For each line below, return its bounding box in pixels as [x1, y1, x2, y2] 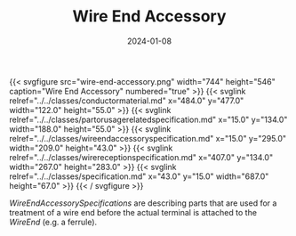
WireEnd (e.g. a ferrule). [9, 216, 98, 227]
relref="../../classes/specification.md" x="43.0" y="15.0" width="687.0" [9, 171, 269, 182]
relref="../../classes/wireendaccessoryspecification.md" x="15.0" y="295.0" [9, 133, 287, 143]
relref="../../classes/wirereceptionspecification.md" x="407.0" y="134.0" [9, 151, 274, 162]
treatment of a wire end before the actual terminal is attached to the [9, 207, 258, 217]
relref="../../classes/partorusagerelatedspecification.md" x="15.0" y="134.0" [9, 114, 288, 125]
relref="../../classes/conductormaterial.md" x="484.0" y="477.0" [9, 95, 244, 106]
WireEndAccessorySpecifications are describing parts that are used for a [9, 198, 277, 208]
